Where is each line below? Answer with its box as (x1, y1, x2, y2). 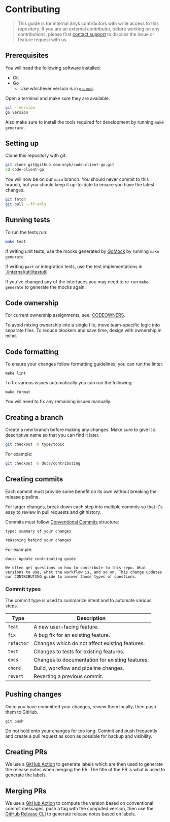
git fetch (5, 197, 26, 202)
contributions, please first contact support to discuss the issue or (17, 31, 155, 37)
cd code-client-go (5, 167, 44, 172)
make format (5, 389, 30, 394)
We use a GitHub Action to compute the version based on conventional (5, 800, 154, 806)
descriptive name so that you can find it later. (5, 432, 100, 438)
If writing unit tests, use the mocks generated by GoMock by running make (5, 248, 159, 254)
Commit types (5, 585, 41, 593)
